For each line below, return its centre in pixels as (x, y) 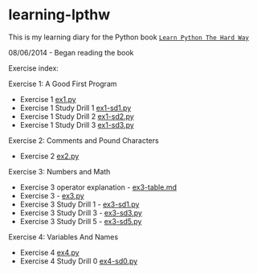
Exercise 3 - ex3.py (52, 195)
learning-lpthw (59, 15)
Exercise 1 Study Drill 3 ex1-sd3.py (77, 125)
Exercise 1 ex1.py (48, 99)
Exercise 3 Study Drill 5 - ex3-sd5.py (81, 221)
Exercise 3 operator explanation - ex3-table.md (98, 187)
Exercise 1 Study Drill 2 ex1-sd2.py (77, 116)
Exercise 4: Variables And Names (63, 237)
